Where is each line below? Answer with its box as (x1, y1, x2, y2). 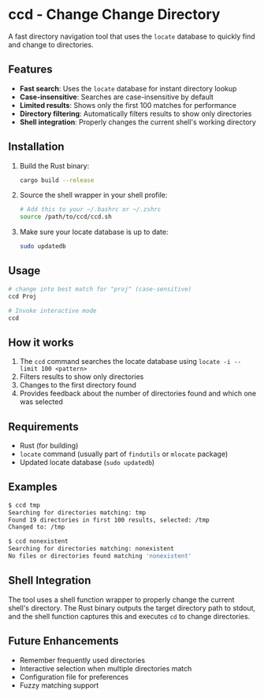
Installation (8, 140, 65, 154)
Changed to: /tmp (8, 523, 65, 531)
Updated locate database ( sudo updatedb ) (19, 458, 155, 466)
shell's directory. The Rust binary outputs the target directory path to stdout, (8, 603, 256, 612)
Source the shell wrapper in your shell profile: (19, 191, 168, 200)
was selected (19, 397, 63, 407)
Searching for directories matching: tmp (8, 508, 147, 517)
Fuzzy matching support (19, 680, 99, 690)
